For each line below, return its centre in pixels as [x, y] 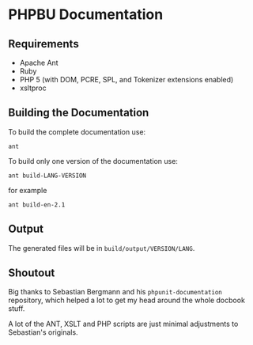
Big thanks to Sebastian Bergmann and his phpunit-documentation [115, 292]
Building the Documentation [79, 113]
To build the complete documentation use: [77, 131]
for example [28, 190]
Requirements [43, 44]
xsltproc [33, 88]
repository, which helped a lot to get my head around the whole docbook [126, 300]
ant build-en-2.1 [37, 205]
